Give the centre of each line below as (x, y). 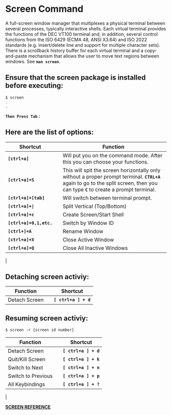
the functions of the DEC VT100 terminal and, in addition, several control (81, 34)
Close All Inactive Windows (95, 248)
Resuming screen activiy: (47, 318)
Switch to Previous (30, 376)
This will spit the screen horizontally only (112, 170)
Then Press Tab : (23, 116)
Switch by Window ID (88, 223)
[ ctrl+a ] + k (81, 359)
